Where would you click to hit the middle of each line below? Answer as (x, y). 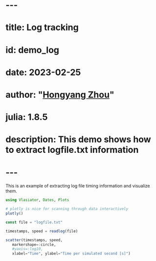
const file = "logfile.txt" (34, 222)
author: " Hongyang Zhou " (60, 95)
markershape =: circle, (34, 244)
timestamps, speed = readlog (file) (42, 231)
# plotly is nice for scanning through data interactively (67, 209)
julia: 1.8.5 (27, 117)
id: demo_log (32, 50)
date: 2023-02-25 (43, 72)
